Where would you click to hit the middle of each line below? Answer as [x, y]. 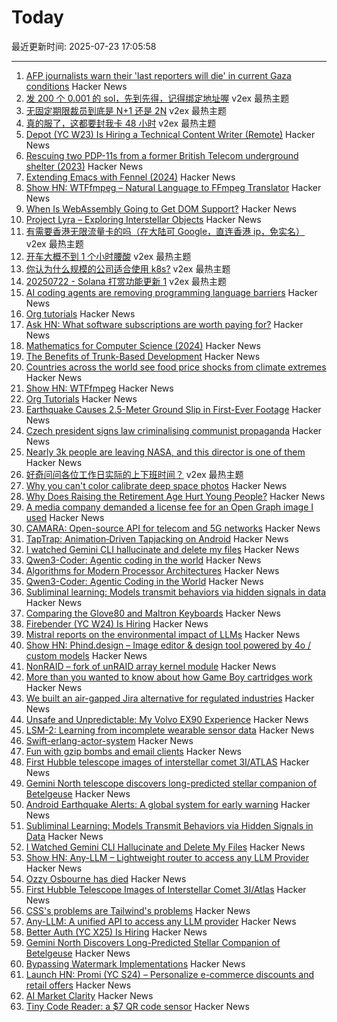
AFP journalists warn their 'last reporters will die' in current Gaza [158, 75]
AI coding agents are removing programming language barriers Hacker [171, 292]
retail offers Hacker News [78, 985]
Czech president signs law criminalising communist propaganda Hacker [174, 430]
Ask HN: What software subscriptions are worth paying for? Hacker [164, 324]
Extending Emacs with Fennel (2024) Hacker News [130, 177]
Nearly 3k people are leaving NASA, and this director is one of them [165, 452]
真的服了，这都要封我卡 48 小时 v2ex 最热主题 [121, 123]
